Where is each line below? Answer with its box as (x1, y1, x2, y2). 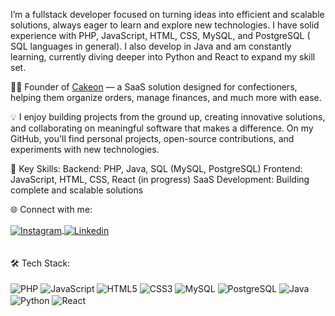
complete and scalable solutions (10, 184, 144, 196)
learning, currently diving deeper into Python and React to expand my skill (10, 51, 316, 63)
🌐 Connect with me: (10, 204, 93, 215)
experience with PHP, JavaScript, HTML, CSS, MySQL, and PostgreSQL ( (10, 30, 311, 41)
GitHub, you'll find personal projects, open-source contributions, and (10, 133, 295, 144)
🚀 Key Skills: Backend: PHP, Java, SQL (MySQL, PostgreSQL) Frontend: (10, 163, 303, 174)
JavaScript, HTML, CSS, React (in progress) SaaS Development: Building (10, 174, 310, 185)
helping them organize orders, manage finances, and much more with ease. (10, 92, 322, 103)
